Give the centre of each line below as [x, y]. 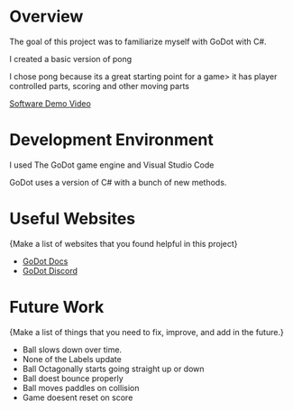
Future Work [57, 307]
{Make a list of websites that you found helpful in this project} [124, 243]
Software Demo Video [50, 103]
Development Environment [111, 140]
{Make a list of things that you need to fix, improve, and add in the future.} [146, 332]
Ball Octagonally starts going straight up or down [113, 369]
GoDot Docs [45, 261]
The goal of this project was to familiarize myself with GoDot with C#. [138, 41]
